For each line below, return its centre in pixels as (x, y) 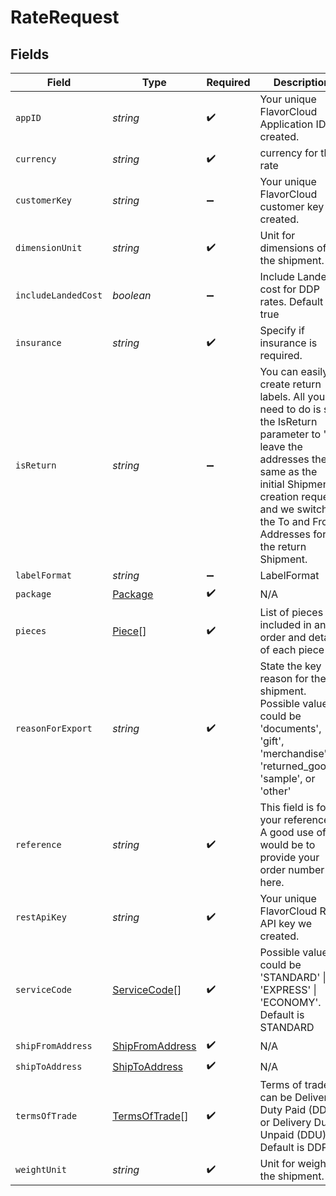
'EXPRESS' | (288, 989)
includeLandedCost (59, 295)
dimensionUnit (49, 247)
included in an (293, 624)
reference (38, 844)
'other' (275, 791)
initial (272, 484)
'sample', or (287, 778)
